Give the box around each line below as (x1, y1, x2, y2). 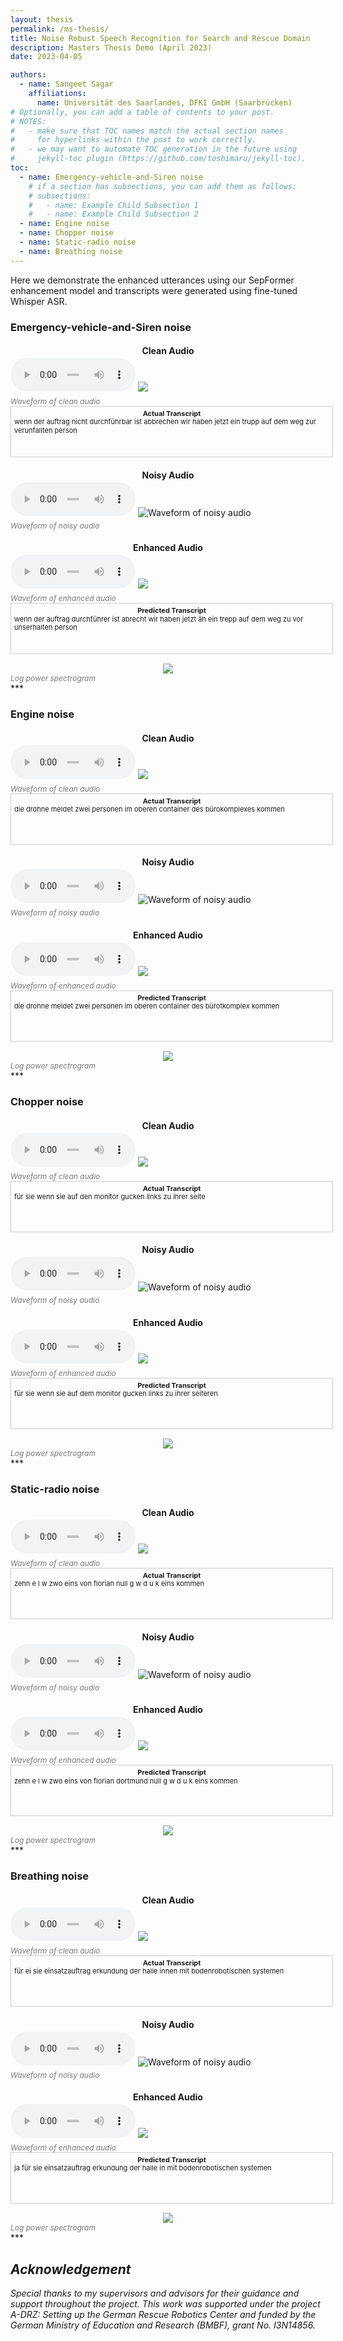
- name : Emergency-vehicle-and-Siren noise (19, 172, 203, 182)
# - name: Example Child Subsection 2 (28, 209, 199, 220)
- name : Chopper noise (19, 228, 114, 238)
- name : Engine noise (19, 219, 110, 229)
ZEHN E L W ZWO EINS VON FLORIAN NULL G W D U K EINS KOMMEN (14, 1579, 205, 1589)
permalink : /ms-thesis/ (10, 24, 110, 34)
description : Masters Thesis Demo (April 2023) (10, 42, 213, 53)
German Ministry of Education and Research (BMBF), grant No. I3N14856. (10, 2319, 316, 2331)
